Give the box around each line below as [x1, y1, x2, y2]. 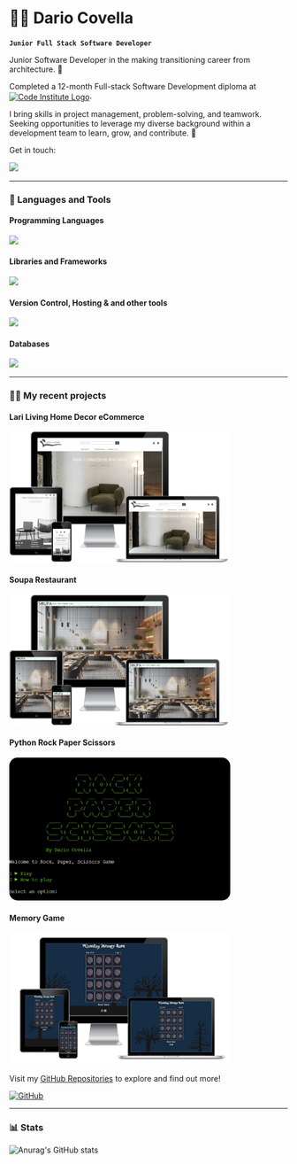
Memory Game [9, 912, 65, 924]
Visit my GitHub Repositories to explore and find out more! [9, 1073, 221, 1083]
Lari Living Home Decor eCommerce [9, 411, 145, 422]
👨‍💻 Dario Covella [9, 8, 134, 28]
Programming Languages [9, 215, 104, 226]
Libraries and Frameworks [9, 256, 108, 267]
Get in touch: [9, 144, 57, 155]
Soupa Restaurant [9, 575, 77, 585]
